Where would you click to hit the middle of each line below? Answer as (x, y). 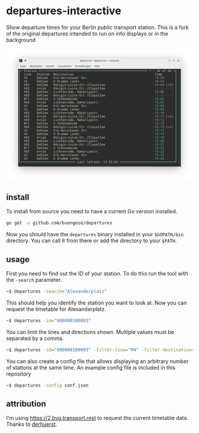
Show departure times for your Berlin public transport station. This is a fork (97, 27)
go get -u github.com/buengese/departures (59, 223)
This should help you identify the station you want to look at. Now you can (97, 303)
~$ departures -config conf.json (47, 385)
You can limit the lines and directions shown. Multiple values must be (90, 332)
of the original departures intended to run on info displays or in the (87, 33)
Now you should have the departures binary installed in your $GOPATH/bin (95, 235)
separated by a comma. (35, 338)
